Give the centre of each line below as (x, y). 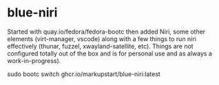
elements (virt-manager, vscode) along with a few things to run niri (102, 38)
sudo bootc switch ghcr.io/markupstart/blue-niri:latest (84, 74)
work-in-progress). (34, 60)
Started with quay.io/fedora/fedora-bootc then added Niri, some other (106, 32)
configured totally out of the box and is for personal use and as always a (109, 53)
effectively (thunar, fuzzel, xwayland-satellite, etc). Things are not (101, 46)
